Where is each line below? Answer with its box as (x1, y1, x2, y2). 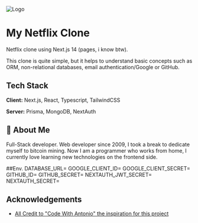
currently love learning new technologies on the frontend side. (6, 153, 158, 160)
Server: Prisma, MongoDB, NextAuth (6, 108, 96, 115)
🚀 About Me (6, 125, 50, 135)
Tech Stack (6, 80, 48, 91)
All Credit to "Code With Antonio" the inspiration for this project (14, 210, 169, 217)
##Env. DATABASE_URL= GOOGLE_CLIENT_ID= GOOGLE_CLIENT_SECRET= (6, 164, 190, 172)
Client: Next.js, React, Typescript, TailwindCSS (6, 96, 121, 104)
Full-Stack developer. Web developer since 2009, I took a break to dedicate (6, 141, 190, 148)
